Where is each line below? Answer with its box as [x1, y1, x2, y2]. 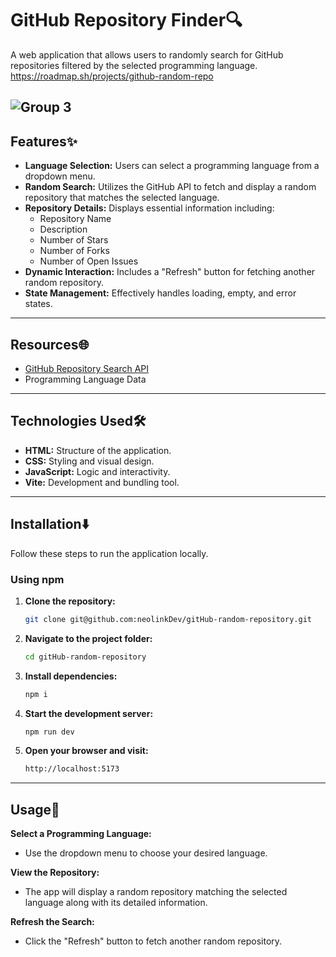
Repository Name [39, 213, 112, 225]
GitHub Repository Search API [24, 362, 150, 374]
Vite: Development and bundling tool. [24, 476, 180, 488]
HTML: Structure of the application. [24, 444, 172, 456]
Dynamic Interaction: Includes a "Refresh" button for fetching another [24, 266, 316, 278]
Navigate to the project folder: [24, 632, 153, 644]
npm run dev [24, 727, 75, 737]
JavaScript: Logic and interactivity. [24, 465, 171, 477]
